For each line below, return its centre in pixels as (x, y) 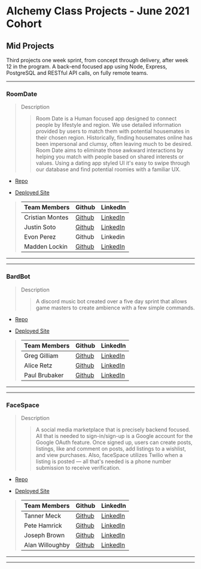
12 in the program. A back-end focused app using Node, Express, (87, 66)
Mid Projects (30, 46)
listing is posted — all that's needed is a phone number (103, 461)
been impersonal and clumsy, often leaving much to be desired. (114, 144)
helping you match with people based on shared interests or (110, 157)
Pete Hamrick (43, 525)
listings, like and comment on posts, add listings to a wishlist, (111, 448)
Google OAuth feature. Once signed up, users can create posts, (114, 442)
